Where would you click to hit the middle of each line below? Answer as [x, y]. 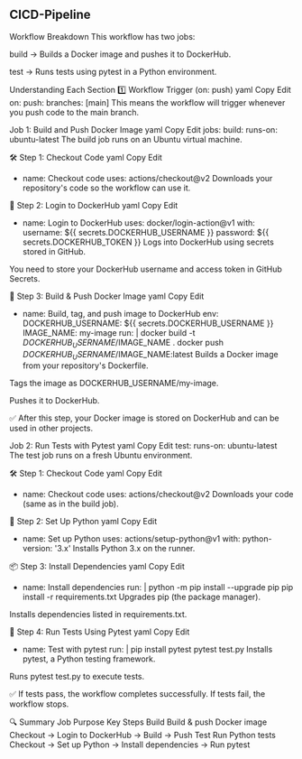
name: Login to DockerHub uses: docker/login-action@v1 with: [138, 222]
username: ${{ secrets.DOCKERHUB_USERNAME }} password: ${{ [146, 232]
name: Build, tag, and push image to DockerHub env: [120, 313]
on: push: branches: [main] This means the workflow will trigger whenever [147, 102]
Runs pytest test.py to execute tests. [77, 677]
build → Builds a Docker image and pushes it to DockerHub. [120, 54]
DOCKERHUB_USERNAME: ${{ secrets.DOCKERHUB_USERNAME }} [148, 323]
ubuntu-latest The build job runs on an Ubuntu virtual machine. [126, 139]
